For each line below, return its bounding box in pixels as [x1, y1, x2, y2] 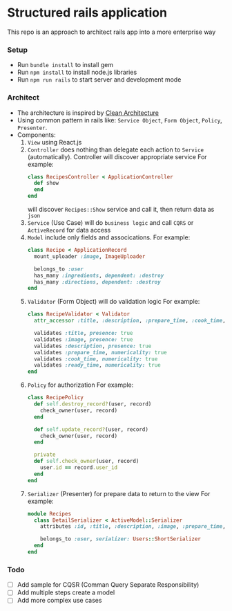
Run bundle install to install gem [17, 61, 114, 69]
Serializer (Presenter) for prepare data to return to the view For [27, 489, 211, 498]
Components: [17, 130, 57, 139]
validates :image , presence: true [33, 336, 133, 343]
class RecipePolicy [27, 394, 84, 401]
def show [33, 180, 59, 187]
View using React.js [27, 138, 82, 146]
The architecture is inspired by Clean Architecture [17, 109, 159, 117]
